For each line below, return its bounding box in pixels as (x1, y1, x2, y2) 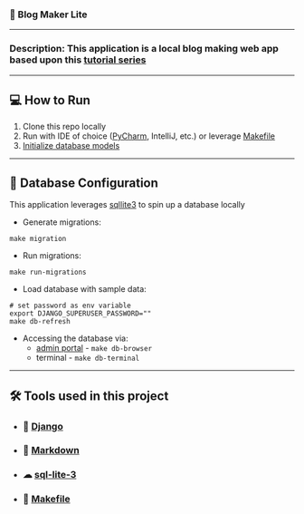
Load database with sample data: (22, 284, 147, 295)
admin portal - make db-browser (35, 343, 152, 354)
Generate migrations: (22, 217, 101, 228)
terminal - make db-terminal (35, 353, 140, 364)
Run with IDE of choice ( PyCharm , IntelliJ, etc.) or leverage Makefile (22, 131, 276, 141)
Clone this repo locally (22, 121, 107, 132)
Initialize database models (22, 141, 120, 151)
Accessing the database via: (22, 333, 128, 344)
